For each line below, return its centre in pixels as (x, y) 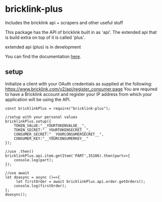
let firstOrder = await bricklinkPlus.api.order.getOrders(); (81, 181)
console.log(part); (34, 160)
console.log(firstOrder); (40, 186)
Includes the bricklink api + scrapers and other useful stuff (64, 23)
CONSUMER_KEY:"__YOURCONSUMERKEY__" (51, 139)
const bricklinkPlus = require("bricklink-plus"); (58, 108)
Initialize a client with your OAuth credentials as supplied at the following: (79, 84)
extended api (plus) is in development (43, 47)
